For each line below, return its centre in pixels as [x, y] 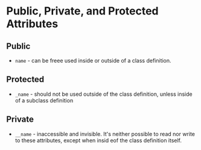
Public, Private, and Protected [82, 11]
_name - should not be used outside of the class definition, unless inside [104, 94]
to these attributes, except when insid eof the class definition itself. [98, 140]
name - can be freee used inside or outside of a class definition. [93, 61]
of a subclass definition [44, 100]
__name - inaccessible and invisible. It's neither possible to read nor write [105, 134]
